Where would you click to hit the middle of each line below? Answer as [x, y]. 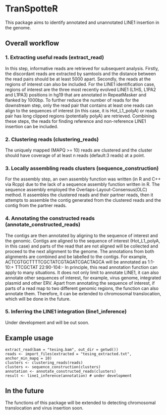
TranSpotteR [31, 9]
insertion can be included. [32, 126]
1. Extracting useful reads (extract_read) [55, 58]
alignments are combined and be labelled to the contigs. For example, [76, 256]
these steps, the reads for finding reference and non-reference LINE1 [76, 121]
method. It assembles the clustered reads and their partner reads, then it [79, 195]
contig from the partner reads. [36, 206]
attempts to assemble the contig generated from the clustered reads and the [83, 200]
